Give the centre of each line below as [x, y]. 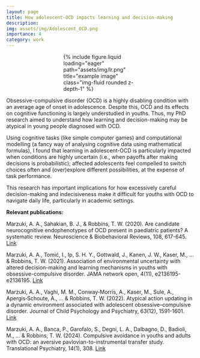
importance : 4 [24, 34]
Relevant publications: [35, 212]
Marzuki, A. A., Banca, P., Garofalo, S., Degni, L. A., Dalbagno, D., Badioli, [97, 329]
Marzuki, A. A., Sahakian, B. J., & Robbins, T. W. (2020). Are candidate [93, 224]
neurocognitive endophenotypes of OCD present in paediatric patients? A [97, 230]
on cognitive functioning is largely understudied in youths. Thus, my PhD [96, 113]
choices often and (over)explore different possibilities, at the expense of [95, 170]
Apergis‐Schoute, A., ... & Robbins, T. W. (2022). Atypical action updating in [99, 298]
